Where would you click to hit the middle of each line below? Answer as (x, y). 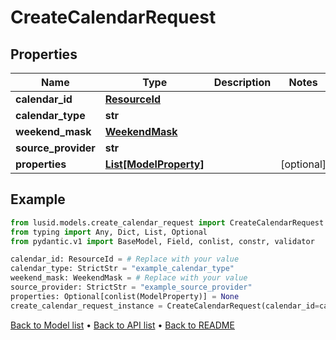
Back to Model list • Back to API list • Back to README (122, 325)
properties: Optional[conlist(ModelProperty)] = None (125, 296)
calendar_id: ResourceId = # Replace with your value (125, 259)
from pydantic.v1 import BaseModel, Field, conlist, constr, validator (162, 241)
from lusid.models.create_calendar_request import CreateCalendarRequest (167, 222)
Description (242, 82)
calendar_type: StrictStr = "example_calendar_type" (122, 269)
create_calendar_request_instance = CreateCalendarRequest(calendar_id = (165, 306)
